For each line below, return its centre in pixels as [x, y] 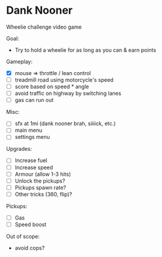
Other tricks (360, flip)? [43, 194]
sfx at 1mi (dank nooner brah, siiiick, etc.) [65, 123]
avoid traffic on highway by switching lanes [68, 94]
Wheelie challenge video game [44, 27]
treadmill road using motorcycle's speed [64, 80]
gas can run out [34, 100]
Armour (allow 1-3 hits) [43, 174]
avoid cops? [29, 247]
